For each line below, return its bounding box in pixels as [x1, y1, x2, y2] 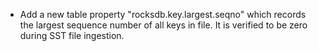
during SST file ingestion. [19, 30, 125, 41]
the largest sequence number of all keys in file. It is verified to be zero [19, 19, 308, 31]
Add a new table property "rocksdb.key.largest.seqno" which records [19, 9, 307, 20]
